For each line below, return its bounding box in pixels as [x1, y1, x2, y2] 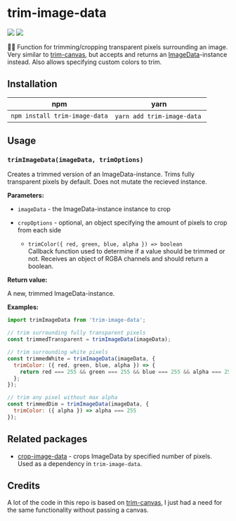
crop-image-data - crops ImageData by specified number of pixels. [17, 452, 212, 460]
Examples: [7, 303, 39, 311]
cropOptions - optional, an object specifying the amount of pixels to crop [17, 218, 228, 227]
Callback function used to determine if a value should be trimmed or [27, 247, 225, 256]
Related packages [7, 433, 88, 445]
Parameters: [7, 192, 44, 200]
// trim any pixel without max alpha [7, 394, 118, 401]
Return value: [7, 276, 48, 284]
